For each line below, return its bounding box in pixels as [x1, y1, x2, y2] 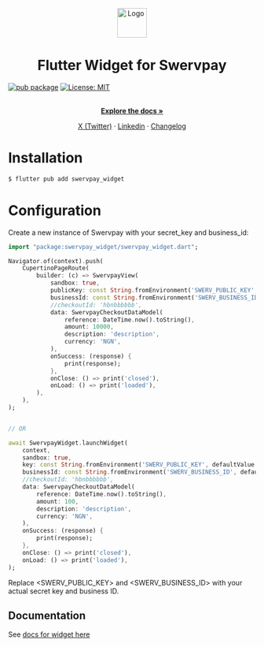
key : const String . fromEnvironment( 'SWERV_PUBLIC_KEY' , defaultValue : [22, 461, 258, 469]
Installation [8, 149, 83, 167]
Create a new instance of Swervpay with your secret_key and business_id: [8, 228, 249, 237]
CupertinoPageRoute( [22, 264, 90, 273]
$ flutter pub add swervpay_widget [8, 175, 125, 183]
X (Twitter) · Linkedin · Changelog [77, 121, 187, 131]
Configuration [8, 201, 102, 219]
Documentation [8, 608, 86, 622]
